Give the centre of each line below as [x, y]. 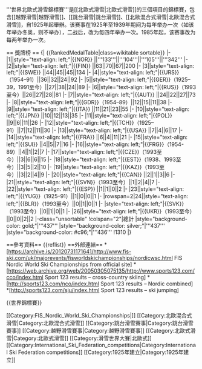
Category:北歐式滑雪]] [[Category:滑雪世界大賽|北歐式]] [83, 338]
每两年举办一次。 [28, 40]
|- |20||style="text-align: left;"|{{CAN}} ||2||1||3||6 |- [110, 175]
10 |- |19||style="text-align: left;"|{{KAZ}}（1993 [100, 167]
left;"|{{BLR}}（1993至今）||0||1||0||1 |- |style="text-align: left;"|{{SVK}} [95, 204]
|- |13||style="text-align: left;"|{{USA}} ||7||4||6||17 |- [117, 130]
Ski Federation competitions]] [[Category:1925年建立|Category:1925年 [96, 352]
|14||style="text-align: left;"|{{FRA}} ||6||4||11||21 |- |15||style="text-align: [97, 137]
